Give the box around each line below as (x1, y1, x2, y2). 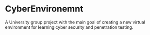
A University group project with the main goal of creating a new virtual (5, 19, 146, 25)
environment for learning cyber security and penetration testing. (5, 24, 133, 30)
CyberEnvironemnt (5, 3, 83, 14)
